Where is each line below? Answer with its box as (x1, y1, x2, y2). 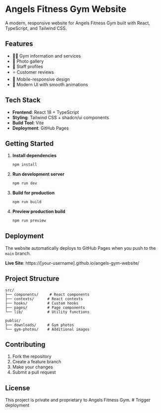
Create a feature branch (12, 359, 61, 365)
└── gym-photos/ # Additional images (5, 327, 90, 332)
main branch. (5, 250, 31, 256)
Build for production (12, 190, 55, 196)
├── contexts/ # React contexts (5, 296, 83, 302)
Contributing (5, 340, 46, 349)
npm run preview (12, 218, 46, 223)
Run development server (12, 171, 64, 177)
